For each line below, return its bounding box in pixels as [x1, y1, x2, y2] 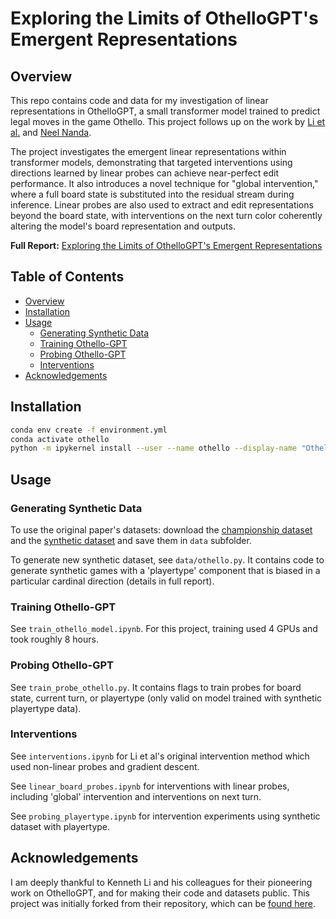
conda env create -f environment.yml [10, 425, 168, 435]
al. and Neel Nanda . [10, 127, 92, 138]
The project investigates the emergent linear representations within [10, 146, 287, 157]
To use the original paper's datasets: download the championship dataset [10, 523, 313, 536]
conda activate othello [10, 434, 110, 444]
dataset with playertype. [10, 820, 111, 832]
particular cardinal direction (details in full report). [10, 575, 215, 587]
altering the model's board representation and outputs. [10, 220, 236, 232]
